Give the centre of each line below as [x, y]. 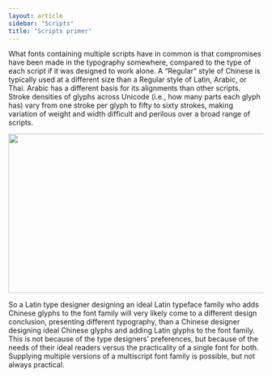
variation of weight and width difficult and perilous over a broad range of [130, 114]
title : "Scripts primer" [50, 31]
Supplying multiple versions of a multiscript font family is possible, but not [132, 356]
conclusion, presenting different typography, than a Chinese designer [124, 322]
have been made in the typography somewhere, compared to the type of [130, 62]
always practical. [36, 365]
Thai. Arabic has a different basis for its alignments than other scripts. [125, 88]
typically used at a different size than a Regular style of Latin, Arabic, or [127, 80]
